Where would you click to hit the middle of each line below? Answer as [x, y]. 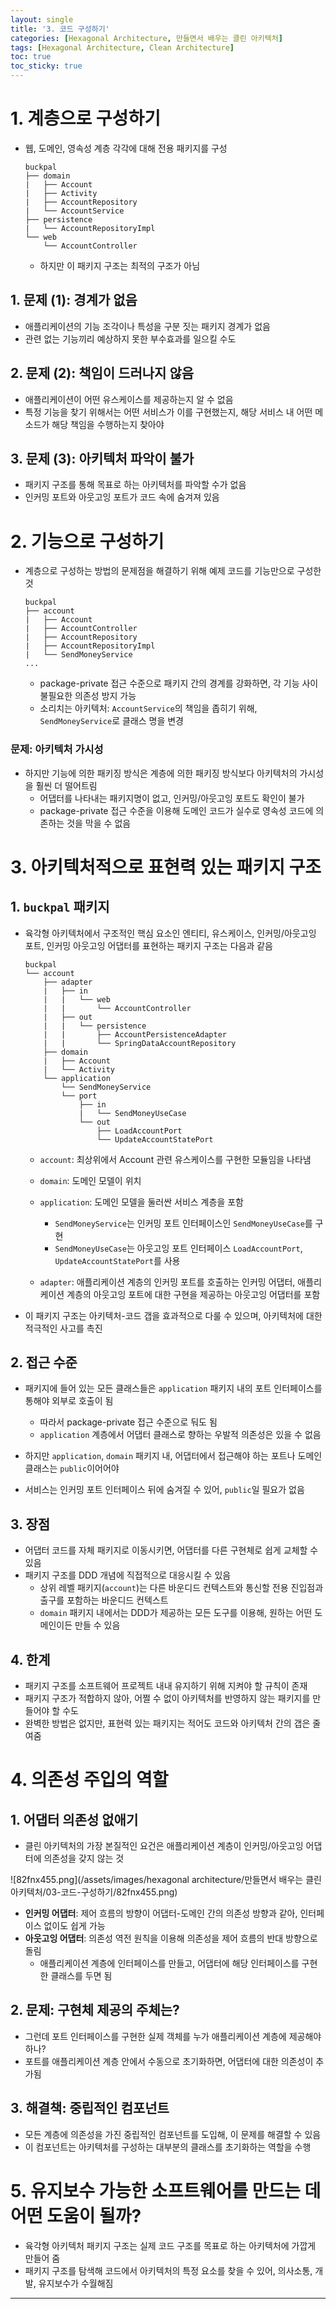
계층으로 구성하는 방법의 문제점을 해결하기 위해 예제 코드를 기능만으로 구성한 [173, 571]
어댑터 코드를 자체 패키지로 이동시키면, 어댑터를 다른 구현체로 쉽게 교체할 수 [171, 1550]
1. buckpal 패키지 [60, 907]
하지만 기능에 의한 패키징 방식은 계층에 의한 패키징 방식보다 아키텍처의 [161, 773]
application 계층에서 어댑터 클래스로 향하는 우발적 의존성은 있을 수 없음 [180, 1435]
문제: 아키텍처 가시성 [57, 749]
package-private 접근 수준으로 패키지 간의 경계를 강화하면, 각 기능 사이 [179, 683]
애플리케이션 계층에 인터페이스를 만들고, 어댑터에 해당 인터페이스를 [169, 1963]
